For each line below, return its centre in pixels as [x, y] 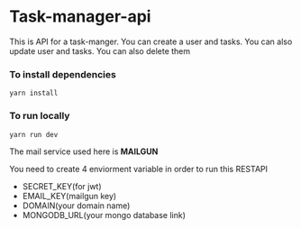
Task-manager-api [80, 17]
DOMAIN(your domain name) [76, 206]
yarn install [34, 93]
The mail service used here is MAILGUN [84, 151]
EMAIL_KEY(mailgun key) [69, 196]
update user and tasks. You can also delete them [100, 50]
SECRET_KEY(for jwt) [62, 186]
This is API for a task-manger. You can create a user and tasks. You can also [151, 41]
